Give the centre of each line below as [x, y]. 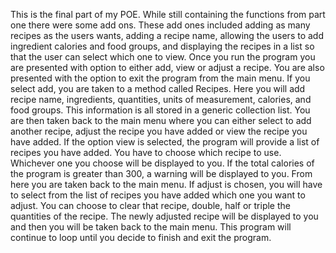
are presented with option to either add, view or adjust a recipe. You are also [167, 67]
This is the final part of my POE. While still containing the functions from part [168, 14]
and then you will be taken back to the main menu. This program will [151, 227]
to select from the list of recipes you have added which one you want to [158, 195]
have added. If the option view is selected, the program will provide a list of [165, 142]
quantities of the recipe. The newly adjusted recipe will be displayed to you [164, 216]
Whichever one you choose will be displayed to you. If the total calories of [162, 163]
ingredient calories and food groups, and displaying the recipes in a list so [162, 46]
